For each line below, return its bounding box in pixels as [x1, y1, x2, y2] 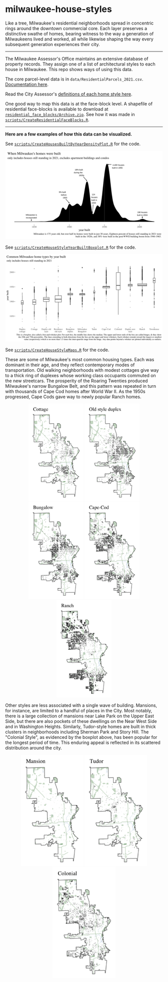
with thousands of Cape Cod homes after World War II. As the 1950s [5, 389, 146, 394]
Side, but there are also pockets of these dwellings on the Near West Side [5, 718, 157, 724]
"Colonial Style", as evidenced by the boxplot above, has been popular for [5, 734, 157, 740]
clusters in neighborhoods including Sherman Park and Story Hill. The [5, 729, 149, 735]
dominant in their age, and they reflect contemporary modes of [5, 362, 135, 368]
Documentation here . [5, 81, 49, 87]
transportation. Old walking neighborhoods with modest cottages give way [5, 367, 159, 373]
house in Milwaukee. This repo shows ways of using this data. [5, 66, 133, 72]
